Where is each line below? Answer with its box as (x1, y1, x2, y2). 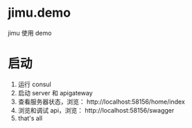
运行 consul (17, 80, 51, 88)
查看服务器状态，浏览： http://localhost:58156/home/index (17, 97, 186, 106)
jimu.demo (8, 5, 71, 21)
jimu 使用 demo (8, 29, 52, 37)
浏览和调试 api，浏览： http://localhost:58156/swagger (17, 106, 175, 114)
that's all (17, 113, 43, 122)
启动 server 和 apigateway (17, 88, 93, 97)
